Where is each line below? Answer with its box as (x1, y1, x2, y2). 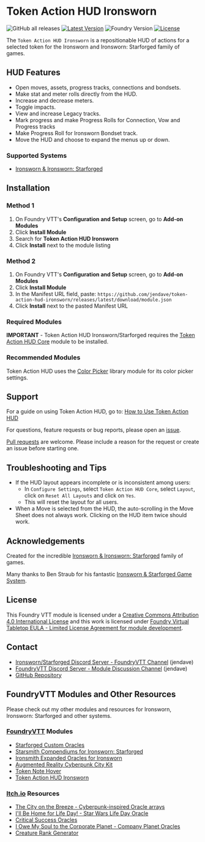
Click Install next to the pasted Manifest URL (15, 302, 129, 310)
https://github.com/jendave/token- (97, 292, 188, 298)
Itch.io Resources (6, 789, 60, 798)
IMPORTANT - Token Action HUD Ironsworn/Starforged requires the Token (6, 332, 195, 339)
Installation (6, 183, 50, 193)
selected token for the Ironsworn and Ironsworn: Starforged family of (6, 43, 180, 50)
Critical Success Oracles (15, 816, 78, 824)
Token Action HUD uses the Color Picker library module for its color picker (6, 367, 194, 375)
